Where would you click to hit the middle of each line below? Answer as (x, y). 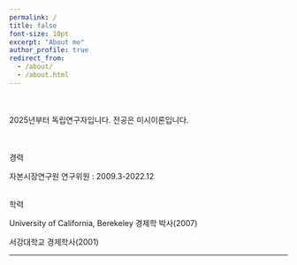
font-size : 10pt (39, 34)
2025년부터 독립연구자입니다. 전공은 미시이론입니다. (99, 119)
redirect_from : (37, 58)
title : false (33, 26)
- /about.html (43, 75)
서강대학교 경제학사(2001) (54, 242)
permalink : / (33, 17)
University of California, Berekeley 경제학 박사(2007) (103, 223)
